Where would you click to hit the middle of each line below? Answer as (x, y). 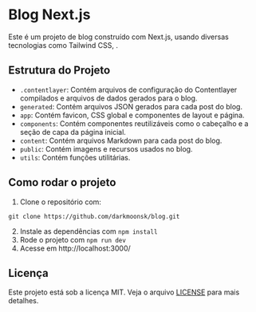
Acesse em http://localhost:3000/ (75, 248)
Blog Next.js (49, 15)
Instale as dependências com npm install (89, 231)
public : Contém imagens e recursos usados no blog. (106, 148)
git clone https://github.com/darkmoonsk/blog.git (94, 216)
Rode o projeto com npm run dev (73, 239)
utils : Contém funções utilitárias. (75, 157)
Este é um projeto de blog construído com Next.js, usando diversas (118, 37)
